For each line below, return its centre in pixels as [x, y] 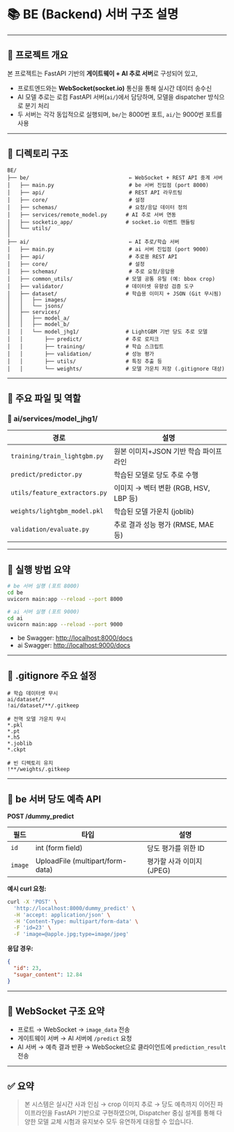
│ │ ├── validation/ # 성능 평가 [81, 354]
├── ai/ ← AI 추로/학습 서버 [93, 241]
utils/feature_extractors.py [59, 493]
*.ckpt [17, 750]
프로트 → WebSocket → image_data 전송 [73, 1029]
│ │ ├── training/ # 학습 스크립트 [86, 346]
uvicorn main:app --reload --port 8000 [65, 599]
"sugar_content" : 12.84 [48, 974]
